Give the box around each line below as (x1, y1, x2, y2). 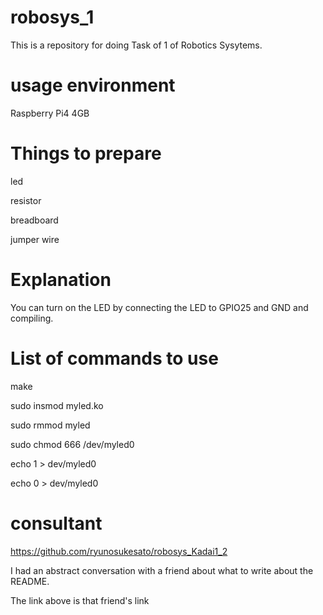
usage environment (10, 74, 176, 97)
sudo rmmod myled (10, 419, 91, 431)
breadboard (10, 214, 59, 226)
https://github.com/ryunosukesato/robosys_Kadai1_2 (10, 545, 228, 557)
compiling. (10, 312, 54, 324)
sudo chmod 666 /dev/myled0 (10, 438, 135, 450)
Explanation (10, 269, 112, 291)
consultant (10, 512, 103, 535)
